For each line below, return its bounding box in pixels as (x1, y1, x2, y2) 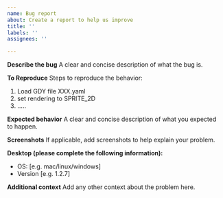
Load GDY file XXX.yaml (16, 87, 86, 96)
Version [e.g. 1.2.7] (16, 170, 71, 178)
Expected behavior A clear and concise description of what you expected (7, 115, 217, 124)
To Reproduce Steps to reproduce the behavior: (7, 74, 143, 82)
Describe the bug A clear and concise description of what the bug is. (7, 60, 203, 69)
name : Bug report (7, 10, 57, 17)
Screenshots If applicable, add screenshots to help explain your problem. (7, 135, 215, 144)
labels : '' (7, 29, 38, 36)
